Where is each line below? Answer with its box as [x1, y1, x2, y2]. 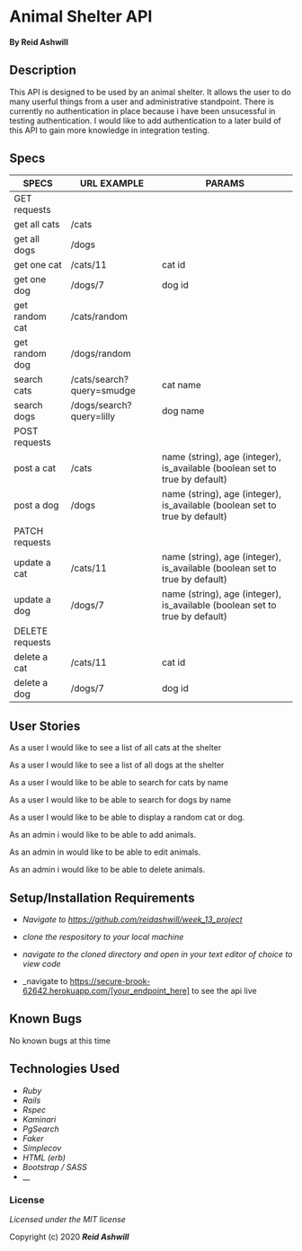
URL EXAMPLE [79, 177, 144, 190]
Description [9, 63, 76, 78]
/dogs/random [70, 348, 132, 360]
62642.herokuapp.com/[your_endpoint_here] [22, 986, 191, 997]
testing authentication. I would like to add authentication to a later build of [9, 115, 281, 126]
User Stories [9, 718, 81, 733]
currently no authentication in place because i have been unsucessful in [9, 105, 276, 116]
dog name [161, 404, 205, 417]
